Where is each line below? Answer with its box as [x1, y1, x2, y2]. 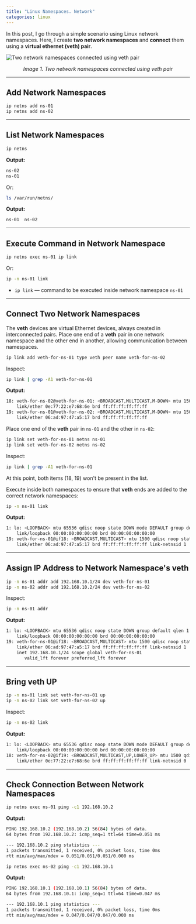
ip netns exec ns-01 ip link [6, 254, 77, 260]
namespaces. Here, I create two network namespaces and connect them [6, 36, 184, 43]
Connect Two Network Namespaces [6, 309, 141, 319]
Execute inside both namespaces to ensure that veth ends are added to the [6, 486, 187, 493]
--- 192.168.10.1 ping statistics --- [6, 902, 100, 908]
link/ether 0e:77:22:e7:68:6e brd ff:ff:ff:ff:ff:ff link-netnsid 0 [16, 758, 187, 764]
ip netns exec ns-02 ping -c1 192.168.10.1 [6, 864, 114, 870]
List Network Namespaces [6, 130, 104, 140]
